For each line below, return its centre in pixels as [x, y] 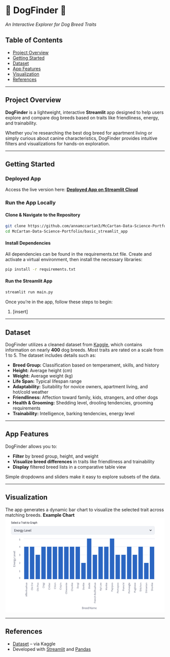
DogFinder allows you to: [31, 446]
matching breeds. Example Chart [40, 515]
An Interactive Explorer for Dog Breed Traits [51, 24]
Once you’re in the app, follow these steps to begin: [59, 302]
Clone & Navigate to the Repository [43, 215]
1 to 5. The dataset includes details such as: [51, 355]
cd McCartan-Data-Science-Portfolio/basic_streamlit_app [67, 232]
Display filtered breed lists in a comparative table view [69, 467]
